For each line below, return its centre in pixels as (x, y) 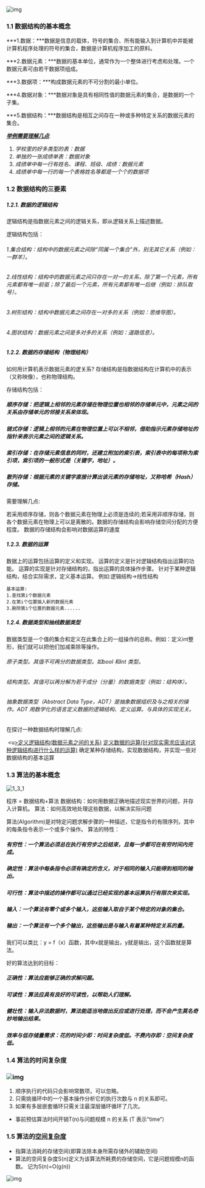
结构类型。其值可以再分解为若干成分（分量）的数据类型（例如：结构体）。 (98, 681)
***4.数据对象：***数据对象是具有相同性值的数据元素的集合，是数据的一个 (100, 95)
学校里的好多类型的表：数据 (50, 149)
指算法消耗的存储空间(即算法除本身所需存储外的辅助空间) (86, 1151)
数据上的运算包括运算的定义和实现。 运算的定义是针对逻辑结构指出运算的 (98, 561)
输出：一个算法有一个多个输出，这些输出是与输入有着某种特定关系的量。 (97, 926)
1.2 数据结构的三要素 (36, 189)
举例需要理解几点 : (29, 136)
